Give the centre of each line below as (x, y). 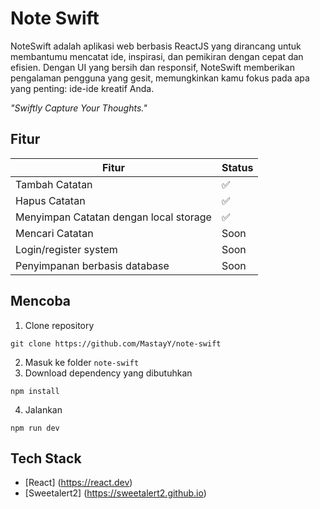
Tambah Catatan (54, 184)
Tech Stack (46, 458)
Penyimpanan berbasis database (92, 265)
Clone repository (59, 325)
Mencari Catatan (54, 233)
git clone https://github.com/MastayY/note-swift (116, 343)
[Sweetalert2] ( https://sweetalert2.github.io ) (115, 493)
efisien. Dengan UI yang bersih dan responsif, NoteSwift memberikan (152, 67)
